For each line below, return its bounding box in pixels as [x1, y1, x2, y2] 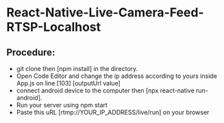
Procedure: [6, 46, 55, 58]
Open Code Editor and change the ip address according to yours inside [16, 72, 217, 80]
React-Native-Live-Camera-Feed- [6, 5, 204, 20]
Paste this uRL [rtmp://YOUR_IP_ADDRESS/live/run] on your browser [16, 108, 210, 116]
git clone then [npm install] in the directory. [16, 65, 138, 72]
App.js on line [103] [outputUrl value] [16, 79, 121, 87]
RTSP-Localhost [6, 19, 101, 35]
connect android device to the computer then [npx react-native [16, 87, 195, 94]
